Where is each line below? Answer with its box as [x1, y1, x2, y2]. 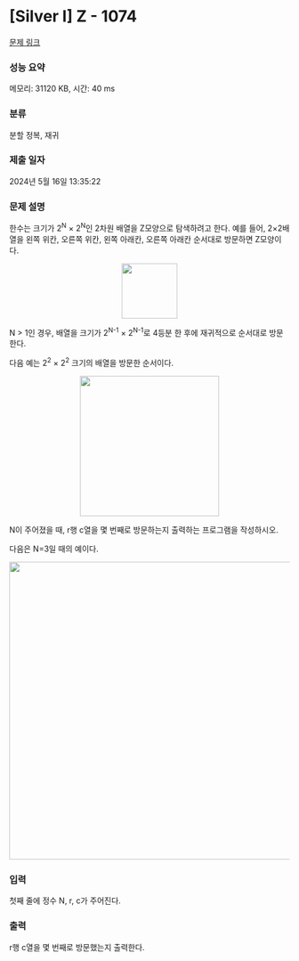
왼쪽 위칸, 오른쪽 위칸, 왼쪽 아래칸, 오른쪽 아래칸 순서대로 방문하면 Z [25, 233, 261, 244]
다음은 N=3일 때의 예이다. [9, 543, 100, 554]
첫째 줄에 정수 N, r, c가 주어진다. [9, 895, 122, 906]
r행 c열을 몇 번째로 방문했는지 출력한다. [9, 941, 145, 952]
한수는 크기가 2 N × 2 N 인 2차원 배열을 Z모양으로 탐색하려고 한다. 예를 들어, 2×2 [9, 221, 283, 233]
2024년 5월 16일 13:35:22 [9, 175, 101, 186]
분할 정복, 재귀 [9, 129, 60, 140]
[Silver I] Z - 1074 [9, 6, 138, 27]
